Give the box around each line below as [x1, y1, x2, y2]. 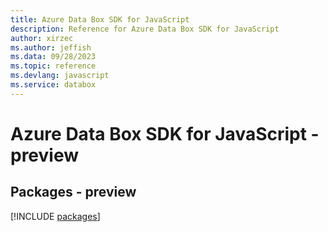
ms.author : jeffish [10, 42, 92, 53]
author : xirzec [10, 33, 74, 43]
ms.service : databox [10, 80, 97, 90]
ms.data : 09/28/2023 [10, 52, 97, 62]
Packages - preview [10, 184, 137, 201]
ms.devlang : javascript [10, 71, 110, 81]
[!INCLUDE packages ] [10, 210, 101, 222]
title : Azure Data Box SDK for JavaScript [10, 14, 190, 25]
